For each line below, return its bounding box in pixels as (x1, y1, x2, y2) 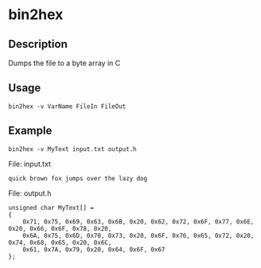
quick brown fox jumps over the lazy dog (8, 174, 148, 182)
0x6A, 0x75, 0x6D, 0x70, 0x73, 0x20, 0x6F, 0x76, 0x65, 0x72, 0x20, (22, 231, 255, 239)
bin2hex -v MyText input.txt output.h (8, 145, 137, 153)
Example (8, 124, 53, 138)
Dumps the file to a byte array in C (8, 58, 121, 68)
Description (8, 37, 68, 51)
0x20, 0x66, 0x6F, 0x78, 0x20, (8, 224, 112, 232)
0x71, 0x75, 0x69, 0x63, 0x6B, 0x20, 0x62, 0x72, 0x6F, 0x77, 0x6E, (22, 217, 255, 226)
